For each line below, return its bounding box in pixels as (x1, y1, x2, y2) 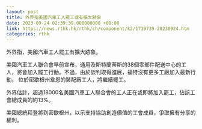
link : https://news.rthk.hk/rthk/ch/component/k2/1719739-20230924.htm (6, 25, 189, 32)
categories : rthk (6, 31, 50, 37)
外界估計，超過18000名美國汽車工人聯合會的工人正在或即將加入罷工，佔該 (6, 89, 191, 96)
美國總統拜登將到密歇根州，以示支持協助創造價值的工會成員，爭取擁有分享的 (6, 109, 196, 116)
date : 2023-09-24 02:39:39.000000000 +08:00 (6, 20, 120, 26)
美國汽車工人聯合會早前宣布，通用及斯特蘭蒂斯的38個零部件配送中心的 (6, 61, 182, 68)
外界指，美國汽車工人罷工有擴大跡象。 (6, 49, 101, 56)
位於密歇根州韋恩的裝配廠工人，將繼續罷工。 (17, 76, 129, 83)
